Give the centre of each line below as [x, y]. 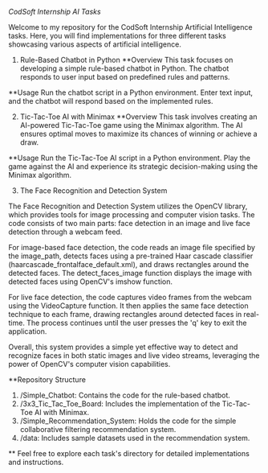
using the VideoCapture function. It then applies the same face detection [128, 306]
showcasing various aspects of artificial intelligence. [95, 44]
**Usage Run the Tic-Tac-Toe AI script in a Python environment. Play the [130, 158]
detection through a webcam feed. [65, 232]
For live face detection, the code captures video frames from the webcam [130, 297]
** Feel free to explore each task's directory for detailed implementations [129, 453]
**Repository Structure [47, 380]
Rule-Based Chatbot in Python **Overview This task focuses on [126, 60]
